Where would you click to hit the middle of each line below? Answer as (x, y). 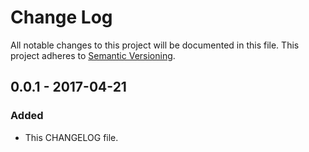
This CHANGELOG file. (71, 137)
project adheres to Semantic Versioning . (93, 55)
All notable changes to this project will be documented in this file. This (155, 45)
